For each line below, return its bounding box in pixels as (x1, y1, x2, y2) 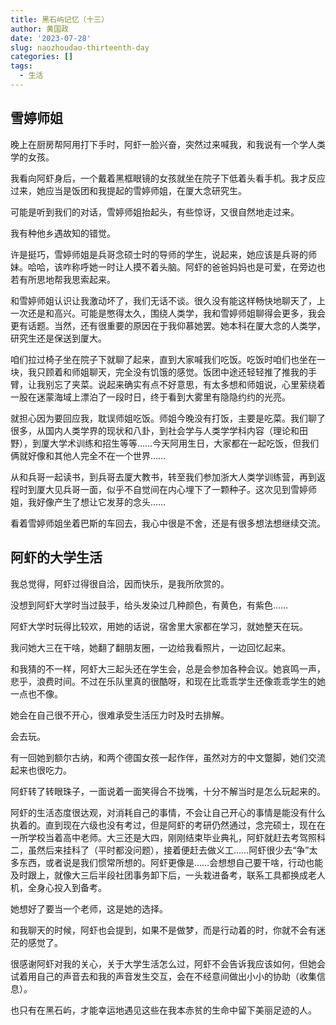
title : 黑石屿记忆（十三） (10, 14, 110, 25)
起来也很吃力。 (10, 764, 72, 776)
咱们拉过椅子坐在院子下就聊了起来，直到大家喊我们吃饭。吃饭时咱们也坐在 (10, 353, 317, 365)
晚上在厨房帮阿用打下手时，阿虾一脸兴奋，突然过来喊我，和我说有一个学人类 (10, 138, 326, 150)
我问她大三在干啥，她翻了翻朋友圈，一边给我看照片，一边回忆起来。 (10, 641, 291, 653)
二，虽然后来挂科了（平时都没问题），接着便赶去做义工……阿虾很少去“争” (10, 844, 310, 856)
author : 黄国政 (10, 24, 69, 34)
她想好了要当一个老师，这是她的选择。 (10, 902, 168, 915)
